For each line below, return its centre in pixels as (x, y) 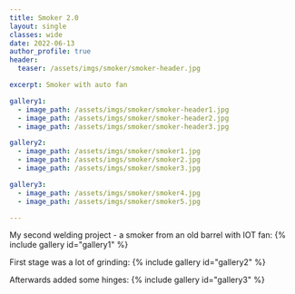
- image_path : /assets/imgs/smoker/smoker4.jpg (109, 193)
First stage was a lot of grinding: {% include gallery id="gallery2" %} (138, 262)
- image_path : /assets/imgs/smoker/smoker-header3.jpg (123, 127)
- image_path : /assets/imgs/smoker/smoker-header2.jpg (123, 118)
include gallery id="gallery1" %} (69, 245)
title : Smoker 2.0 (44, 18)
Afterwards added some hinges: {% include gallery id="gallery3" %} (137, 280)
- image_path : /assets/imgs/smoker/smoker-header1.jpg (123, 110)
